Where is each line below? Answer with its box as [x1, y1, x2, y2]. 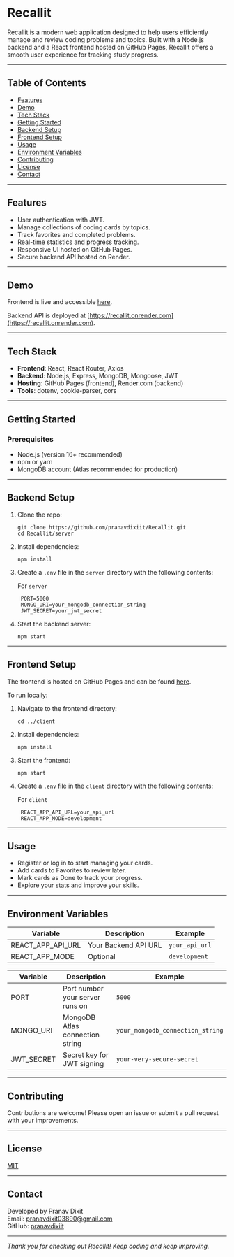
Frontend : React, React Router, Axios [17, 364, 124, 373]
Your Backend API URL [88, 940, 162, 950]
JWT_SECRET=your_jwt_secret [20, 607, 102, 615]
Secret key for [62, 1050, 109, 1060]
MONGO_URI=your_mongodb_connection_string [20, 601, 146, 608]
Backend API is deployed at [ [7, 311, 90, 319]
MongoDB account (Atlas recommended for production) [17, 465, 178, 473]
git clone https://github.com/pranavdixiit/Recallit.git [17, 524, 187, 531]
